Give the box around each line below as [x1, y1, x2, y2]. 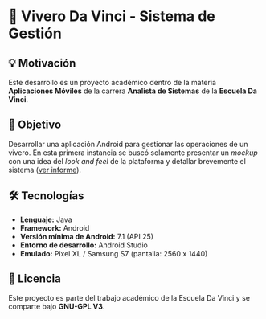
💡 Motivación [8, 56, 76, 70]
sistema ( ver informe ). [8, 165, 82, 174]
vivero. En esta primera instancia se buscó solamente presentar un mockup [8, 148, 259, 157]
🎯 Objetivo [8, 118, 62, 132]
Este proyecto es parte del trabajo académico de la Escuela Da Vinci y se [8, 293, 251, 303]
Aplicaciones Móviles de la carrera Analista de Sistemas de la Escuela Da [8, 86, 257, 96]
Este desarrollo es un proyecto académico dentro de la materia [8, 78, 217, 87]
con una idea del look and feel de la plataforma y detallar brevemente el [8, 156, 247, 166]
